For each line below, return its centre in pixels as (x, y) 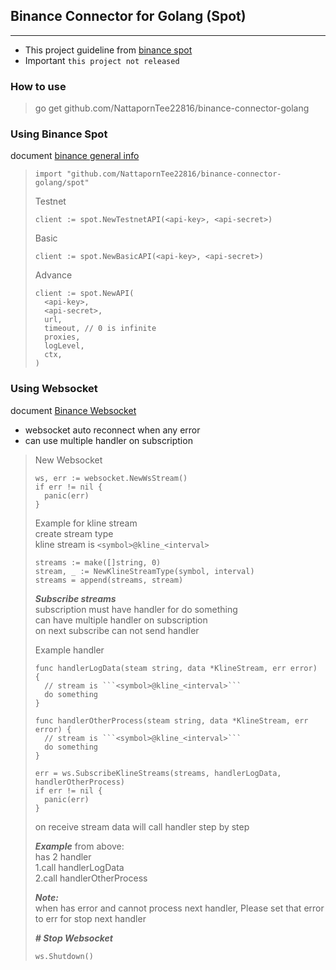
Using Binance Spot (59, 134)
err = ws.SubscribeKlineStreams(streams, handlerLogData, (158, 773)
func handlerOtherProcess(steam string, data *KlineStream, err (171, 720)
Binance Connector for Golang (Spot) (128, 16)
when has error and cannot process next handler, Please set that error (179, 908)
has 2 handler (63, 856)
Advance (53, 275)
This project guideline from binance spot (108, 50)
